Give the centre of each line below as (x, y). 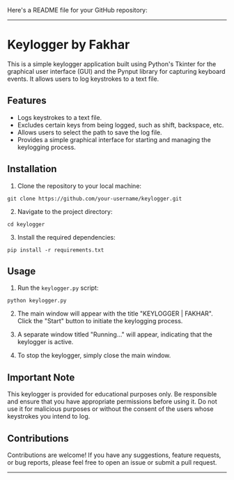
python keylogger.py (37, 301)
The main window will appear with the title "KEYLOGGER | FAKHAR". (115, 313)
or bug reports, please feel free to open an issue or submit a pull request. (112, 462)
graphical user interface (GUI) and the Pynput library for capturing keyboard (116, 71)
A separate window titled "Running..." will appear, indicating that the (115, 334)
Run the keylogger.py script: (58, 288)
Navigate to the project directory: (65, 211)
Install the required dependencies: (67, 237)
